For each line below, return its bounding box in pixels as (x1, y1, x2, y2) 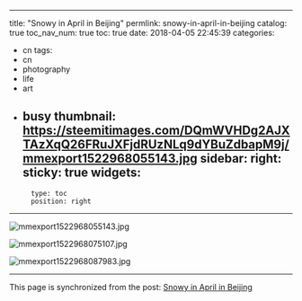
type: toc (31, 189, 67, 198)
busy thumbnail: (22, 109, 117, 124)
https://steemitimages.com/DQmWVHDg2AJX (22, 123, 290, 138)
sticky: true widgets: (22, 165, 141, 181)
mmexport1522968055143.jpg (22, 151, 198, 166)
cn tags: (22, 45, 53, 55)
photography (22, 64, 71, 75)
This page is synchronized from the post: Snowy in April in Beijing (9, 281, 253, 292)
